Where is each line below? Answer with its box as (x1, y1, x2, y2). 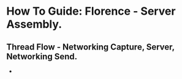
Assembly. (6, 17, 63, 31)
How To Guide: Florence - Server (6, 4, 176, 18)
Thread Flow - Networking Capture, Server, (6, 42, 175, 52)
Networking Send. (6, 51, 78, 62)
